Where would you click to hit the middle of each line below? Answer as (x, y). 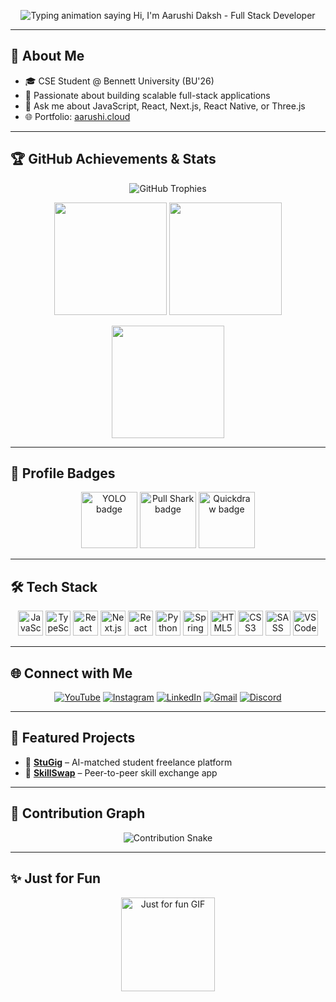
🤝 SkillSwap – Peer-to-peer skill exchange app (121, 772)
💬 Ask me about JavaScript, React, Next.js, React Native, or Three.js (165, 106)
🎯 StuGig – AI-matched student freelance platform (128, 762)
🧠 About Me (47, 56)
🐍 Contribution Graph (78, 813)
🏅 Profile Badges (63, 473)
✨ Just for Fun (56, 878)
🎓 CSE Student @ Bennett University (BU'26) (119, 81)
